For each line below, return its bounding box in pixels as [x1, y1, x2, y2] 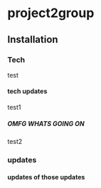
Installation [7, 33, 58, 46]
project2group [7, 5, 95, 21]
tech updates [7, 87, 48, 95]
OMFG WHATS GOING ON [7, 119, 85, 127]
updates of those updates [7, 172, 85, 181]
